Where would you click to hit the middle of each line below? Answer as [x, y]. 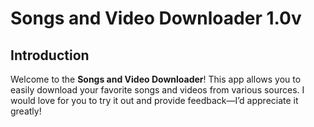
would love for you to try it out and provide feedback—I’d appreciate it [154, 100]
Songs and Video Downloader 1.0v [156, 18]
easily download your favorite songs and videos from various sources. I [157, 90]
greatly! [26, 111]
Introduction [50, 55]
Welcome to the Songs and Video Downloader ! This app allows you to [156, 79]
